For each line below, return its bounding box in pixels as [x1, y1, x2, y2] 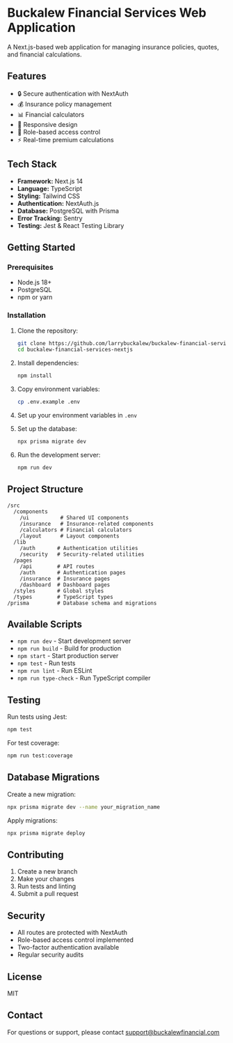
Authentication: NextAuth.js [17, 199, 99, 207]
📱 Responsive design [17, 120, 78, 128]
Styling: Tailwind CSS [17, 192, 81, 200]
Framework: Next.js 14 [17, 176, 83, 185]
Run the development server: [17, 450, 101, 459]
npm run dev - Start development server [17, 637, 131, 646]
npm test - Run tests [17, 659, 76, 667]
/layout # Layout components [19, 532, 120, 540]
